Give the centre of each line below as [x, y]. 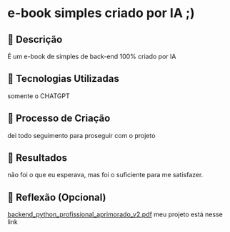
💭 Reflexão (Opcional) [57, 197]
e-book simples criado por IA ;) [101, 13]
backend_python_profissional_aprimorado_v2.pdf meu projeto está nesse [115, 214]
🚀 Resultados [37, 158]
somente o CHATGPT [39, 96]
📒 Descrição [35, 39]
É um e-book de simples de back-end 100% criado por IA [92, 56]
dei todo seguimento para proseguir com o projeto [81, 135]
